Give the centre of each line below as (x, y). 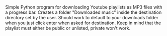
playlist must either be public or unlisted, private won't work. (68, 28)
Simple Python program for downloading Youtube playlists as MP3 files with (84, 7)
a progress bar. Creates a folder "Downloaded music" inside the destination (83, 12)
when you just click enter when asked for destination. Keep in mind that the (83, 23)
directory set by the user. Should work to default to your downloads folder (82, 18)
